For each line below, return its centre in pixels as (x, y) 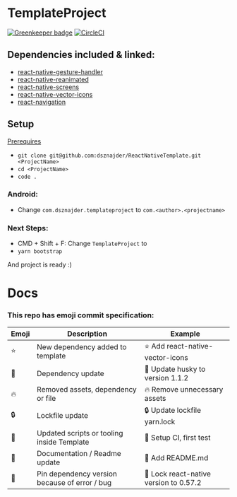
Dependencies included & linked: (81, 55)
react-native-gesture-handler (60, 71)
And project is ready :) (40, 265)
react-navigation (42, 102)
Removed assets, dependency (87, 389)
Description (87, 334)
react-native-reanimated (53, 79)
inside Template (63, 442)
